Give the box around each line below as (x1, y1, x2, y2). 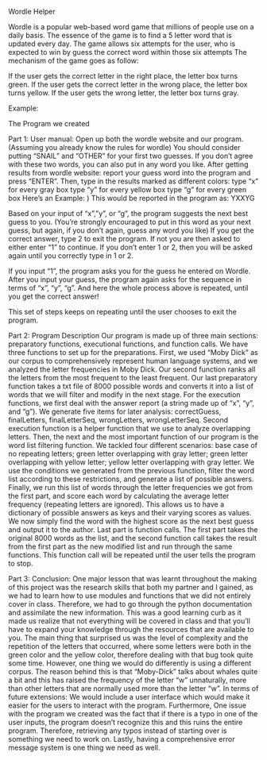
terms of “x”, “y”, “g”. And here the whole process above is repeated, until (8, 284, 249, 292)
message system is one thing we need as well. (8, 743, 161, 752)
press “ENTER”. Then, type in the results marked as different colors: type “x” (8, 176, 259, 186)
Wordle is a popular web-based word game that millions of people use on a (8, 22, 254, 31)
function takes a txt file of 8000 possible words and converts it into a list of (8, 381, 254, 391)
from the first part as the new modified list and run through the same (8, 542, 233, 551)
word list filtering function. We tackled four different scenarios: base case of (8, 441, 258, 449)
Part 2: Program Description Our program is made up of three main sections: (8, 331, 258, 340)
